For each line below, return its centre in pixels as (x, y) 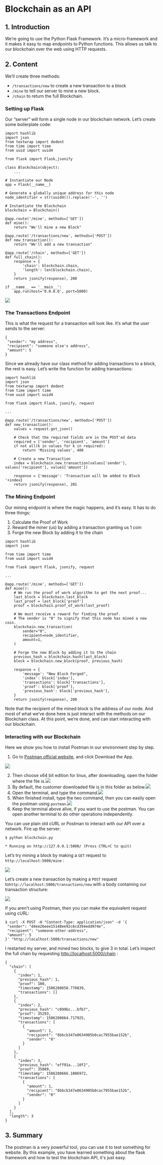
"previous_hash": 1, (39, 980)
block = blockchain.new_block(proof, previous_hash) (68, 661)
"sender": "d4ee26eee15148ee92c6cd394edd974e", (56, 926)
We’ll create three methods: (33, 76)
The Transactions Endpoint (38, 313)
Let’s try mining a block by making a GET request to (56, 855)
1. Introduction (27, 27)
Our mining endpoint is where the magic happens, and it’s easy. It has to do (81, 507)
